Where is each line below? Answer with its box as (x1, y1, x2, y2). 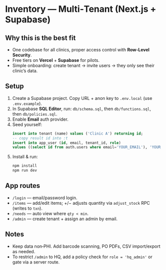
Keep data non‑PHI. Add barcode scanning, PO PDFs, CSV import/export (12, 243, 161, 249)
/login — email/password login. (12, 194, 78, 201)
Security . (12, 52, 32, 58)
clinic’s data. (12, 68, 38, 74)
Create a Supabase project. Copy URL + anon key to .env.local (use (12, 95, 152, 101)
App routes (5, 181, 41, 190)
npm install (12, 163, 37, 169)
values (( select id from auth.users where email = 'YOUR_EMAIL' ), (12, 145, 148, 150)
